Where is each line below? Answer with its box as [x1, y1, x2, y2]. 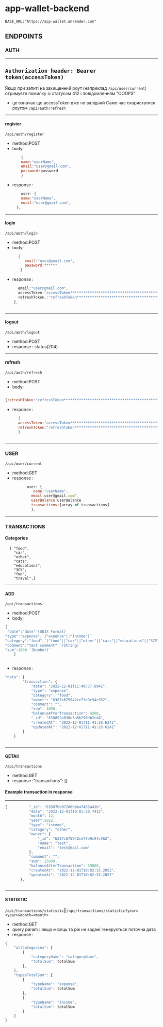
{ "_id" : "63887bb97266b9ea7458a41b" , [5, 804, 103, 810]
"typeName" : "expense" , [31, 982, 79, 987]
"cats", [14, 559, 29, 564]
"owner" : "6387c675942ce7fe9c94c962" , [31, 697, 110, 702]
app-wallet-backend [5, 3, 90, 14]
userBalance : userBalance [31, 498, 81, 503]
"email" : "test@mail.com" [37, 845, 90, 850]
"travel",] [14, 576, 36, 581]
